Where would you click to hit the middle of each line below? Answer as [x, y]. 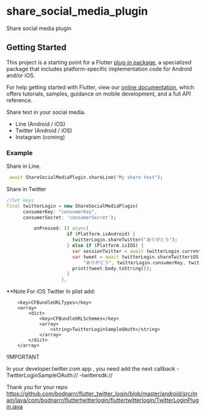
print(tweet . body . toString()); [112, 268]
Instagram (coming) [40, 137]
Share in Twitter [26, 189]
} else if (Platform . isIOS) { [105, 246]
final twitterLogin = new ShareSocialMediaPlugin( [72, 206]
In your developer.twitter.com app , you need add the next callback [91, 369]
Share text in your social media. [46, 112]
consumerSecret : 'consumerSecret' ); [69, 217]
